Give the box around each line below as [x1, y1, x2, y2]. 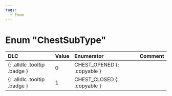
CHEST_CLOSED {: [74, 76, 119, 83]
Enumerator [74, 53, 104, 60]
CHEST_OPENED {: [74, 61, 119, 68]
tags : [5, 7, 17, 13]
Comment [139, 53, 164, 60]
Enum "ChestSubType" [5, 34, 106, 46]
